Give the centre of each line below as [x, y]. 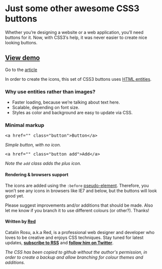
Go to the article [21, 70]
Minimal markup [25, 125]
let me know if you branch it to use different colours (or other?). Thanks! [77, 210]
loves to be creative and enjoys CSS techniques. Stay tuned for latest [74, 237]
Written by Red [20, 221]
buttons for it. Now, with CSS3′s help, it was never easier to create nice [76, 37]
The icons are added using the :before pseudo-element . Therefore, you [77, 185]
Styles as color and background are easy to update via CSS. [72, 113]
